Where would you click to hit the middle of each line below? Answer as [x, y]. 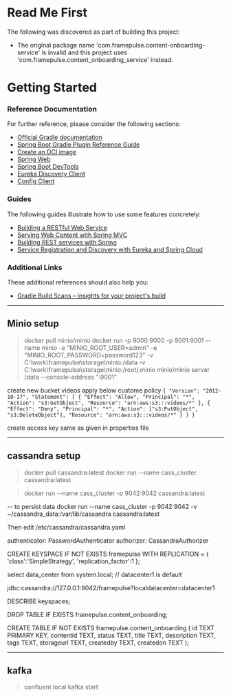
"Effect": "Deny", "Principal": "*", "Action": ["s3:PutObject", [102, 409]
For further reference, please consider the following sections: [94, 124]
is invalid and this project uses [84, 52]
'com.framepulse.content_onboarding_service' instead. [95, 59]
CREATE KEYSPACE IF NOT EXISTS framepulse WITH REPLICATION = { [108, 554]
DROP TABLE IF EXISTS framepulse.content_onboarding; [87, 614]
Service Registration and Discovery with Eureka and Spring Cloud [110, 249]
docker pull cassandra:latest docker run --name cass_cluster [110, 472]
